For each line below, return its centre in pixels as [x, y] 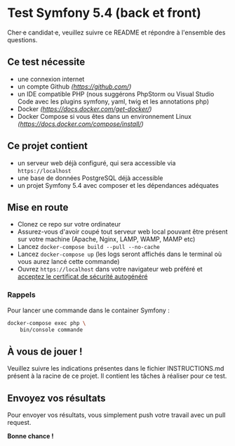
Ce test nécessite [46, 62]
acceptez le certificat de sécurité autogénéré [82, 276]
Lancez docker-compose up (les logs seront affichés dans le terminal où [120, 254]
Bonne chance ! [31, 436]
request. [19, 423]
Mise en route [38, 207]
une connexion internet [51, 79]
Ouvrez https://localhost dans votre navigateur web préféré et [110, 269]
